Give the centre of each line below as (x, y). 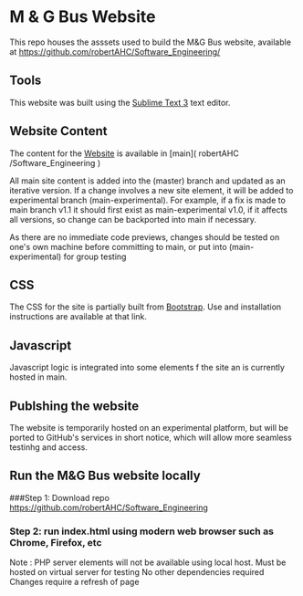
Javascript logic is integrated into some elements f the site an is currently (147, 368)
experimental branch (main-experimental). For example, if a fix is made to (147, 200)
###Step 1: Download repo (59, 497)
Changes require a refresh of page (74, 582)
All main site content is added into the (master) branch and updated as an (147, 181)
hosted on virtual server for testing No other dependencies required (137, 572)
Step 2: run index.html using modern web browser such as (141, 531)
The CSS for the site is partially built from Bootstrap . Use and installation (146, 307)
